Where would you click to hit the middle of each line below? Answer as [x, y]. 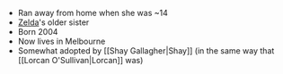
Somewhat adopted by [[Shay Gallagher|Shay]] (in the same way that [146, 51]
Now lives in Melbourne [62, 41]
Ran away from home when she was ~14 [93, 13]
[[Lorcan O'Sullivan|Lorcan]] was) [80, 60]
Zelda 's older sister [53, 22]
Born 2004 [38, 32]
